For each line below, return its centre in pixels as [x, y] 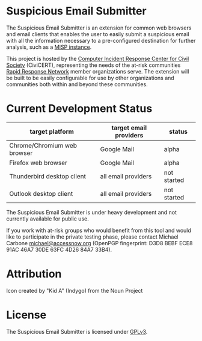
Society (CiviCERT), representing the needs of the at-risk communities [93, 65]
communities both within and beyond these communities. [77, 84]
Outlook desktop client [41, 193]
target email [129, 128]
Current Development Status [79, 109]
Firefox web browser [38, 163]
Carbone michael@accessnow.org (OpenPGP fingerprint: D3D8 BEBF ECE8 [99, 243]
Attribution [34, 274]
